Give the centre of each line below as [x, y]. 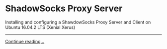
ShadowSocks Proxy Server [64, 9]
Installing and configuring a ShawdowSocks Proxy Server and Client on [78, 22]
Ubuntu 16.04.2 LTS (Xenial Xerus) [40, 27]
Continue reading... [25, 41]
